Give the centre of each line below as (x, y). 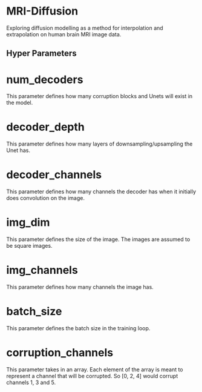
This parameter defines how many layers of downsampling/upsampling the (99, 144)
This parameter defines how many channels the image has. (80, 287)
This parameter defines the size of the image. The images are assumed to (98, 239)
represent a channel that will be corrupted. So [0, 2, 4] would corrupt (92, 376)
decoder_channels (54, 175)
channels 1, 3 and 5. (31, 382)
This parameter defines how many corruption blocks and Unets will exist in (99, 96)
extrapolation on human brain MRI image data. (64, 34)
